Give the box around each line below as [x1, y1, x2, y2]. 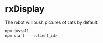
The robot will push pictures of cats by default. [5, 19, 99, 25]
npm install [5, 29, 29, 33]
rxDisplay [5, 3, 45, 14]
